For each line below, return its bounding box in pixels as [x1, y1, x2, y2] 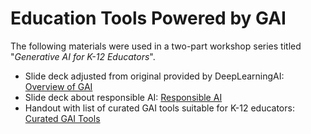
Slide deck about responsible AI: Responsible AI [24, 91, 223, 103]
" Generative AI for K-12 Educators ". [10, 50, 156, 62]
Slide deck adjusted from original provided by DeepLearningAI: [24, 70, 285, 82]
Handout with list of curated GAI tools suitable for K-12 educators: [24, 102, 295, 114]
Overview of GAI [24, 80, 93, 92]
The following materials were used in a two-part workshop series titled [10, 40, 302, 52]
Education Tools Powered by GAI [10, 7, 287, 30]
